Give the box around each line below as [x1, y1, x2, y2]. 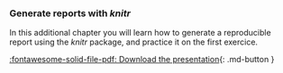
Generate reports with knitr [9, 7, 131, 20]
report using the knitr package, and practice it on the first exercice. [9, 36, 259, 47]
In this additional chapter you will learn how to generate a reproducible [9, 28, 272, 38]
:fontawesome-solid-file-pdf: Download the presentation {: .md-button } [9, 54, 275, 65]
